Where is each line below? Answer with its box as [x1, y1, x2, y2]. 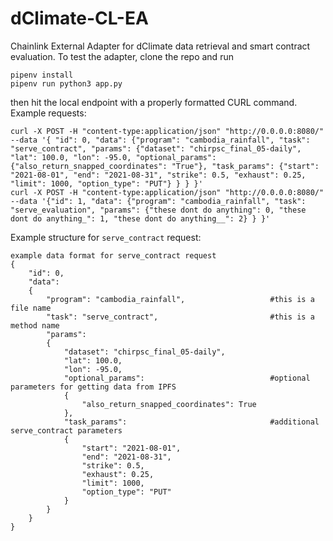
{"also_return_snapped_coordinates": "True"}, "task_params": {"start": [10, 161, 320, 171]
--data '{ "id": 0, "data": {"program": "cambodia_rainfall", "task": [10, 135, 311, 145]
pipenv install [10, 70, 74, 80]
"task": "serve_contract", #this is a [46, 312, 315, 322]
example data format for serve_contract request [10, 250, 217, 261]
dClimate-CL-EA [10, 7, 149, 30]
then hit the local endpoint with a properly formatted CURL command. [10, 96, 298, 108]
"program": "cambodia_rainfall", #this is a [46, 294, 315, 304]
